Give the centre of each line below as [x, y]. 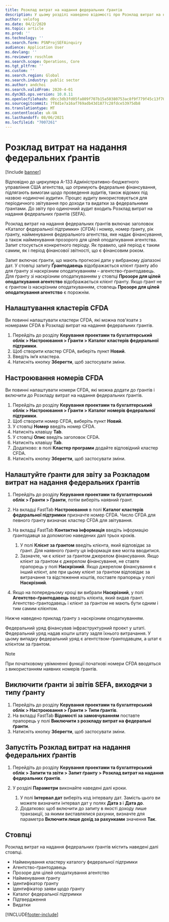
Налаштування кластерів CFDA [57, 308]
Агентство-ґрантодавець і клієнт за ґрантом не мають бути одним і [85, 603]
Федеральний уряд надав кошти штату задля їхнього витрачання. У [78, 633]
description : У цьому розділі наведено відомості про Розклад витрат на [83, 15]
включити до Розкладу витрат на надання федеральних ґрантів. [74, 396]
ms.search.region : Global [32, 76]
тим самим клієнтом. [35, 608]
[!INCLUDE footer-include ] [32, 914]
